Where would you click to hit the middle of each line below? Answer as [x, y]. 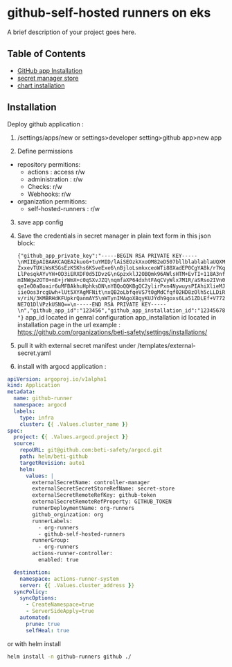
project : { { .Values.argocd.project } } [71, 437]
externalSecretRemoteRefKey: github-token [94, 495]
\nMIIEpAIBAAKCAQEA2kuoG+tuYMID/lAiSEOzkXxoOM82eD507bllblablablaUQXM [121, 262]
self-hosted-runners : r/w [64, 208]
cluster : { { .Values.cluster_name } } [74, 424]
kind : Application [34, 386]
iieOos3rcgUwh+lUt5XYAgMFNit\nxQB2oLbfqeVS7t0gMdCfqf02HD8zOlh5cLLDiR [121, 292]
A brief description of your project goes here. [72, 32]
